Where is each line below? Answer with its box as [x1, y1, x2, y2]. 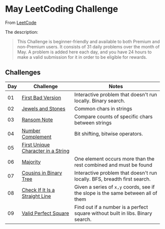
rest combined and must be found [74, 161, 152, 168]
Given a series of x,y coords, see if [74, 183, 155, 190]
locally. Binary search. [74, 97, 125, 104]
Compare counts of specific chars [74, 113, 153, 120]
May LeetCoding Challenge [5, 3, 118, 15]
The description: [5, 29, 38, 35]
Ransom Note [22, 116, 53, 123]
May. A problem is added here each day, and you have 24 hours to [17, 49, 152, 55]
